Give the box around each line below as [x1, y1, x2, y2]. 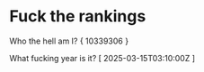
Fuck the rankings [9, 6, 146, 27]
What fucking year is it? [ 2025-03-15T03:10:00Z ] [9, 52, 196, 63]
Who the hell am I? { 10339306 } [9, 36, 129, 46]
